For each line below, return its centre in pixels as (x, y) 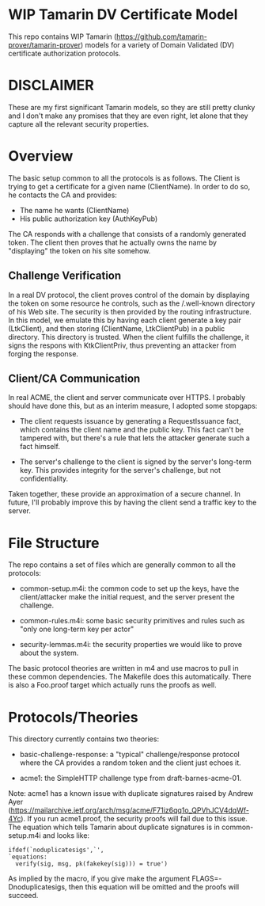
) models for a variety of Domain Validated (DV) (157, 44)
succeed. (23, 896)
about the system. (49, 653)
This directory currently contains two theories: (84, 739)
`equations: (28, 857)
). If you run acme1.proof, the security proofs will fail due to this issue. (134, 819)
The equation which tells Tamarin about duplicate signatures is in (114, 827)
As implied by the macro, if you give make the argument (99, 879)
